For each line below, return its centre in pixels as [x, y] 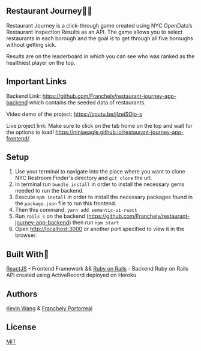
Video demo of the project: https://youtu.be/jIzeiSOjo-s [74, 114]
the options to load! [30, 132]
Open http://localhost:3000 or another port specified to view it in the [100, 229]
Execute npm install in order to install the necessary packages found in [104, 197]
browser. [26, 235]
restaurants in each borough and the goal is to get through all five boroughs [100, 38]
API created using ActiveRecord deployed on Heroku [71, 275]
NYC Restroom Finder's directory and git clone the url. [83, 178]
